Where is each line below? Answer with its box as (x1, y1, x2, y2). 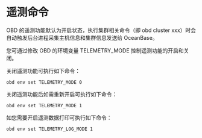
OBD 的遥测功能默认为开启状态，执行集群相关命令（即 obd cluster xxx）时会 (6, 27, 197, 34)
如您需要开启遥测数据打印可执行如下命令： (6, 114, 112, 121)
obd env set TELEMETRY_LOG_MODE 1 (6, 126, 93, 132)
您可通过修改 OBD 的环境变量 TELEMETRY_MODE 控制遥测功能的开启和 (6, 46, 184, 54)
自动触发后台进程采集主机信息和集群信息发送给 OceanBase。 (6, 34, 158, 41)
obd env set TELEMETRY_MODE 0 (6, 79, 83, 85)
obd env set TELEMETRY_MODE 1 (6, 102, 83, 108)
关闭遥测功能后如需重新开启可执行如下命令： (6, 90, 118, 98)
